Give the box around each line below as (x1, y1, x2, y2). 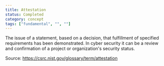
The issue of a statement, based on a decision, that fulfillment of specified (5, 35, 159, 41)
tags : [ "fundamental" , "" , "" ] (5, 21, 71, 26)
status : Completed (5, 12, 44, 17)
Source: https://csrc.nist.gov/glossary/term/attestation (5, 55, 118, 61)
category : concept (5, 16, 44, 21)
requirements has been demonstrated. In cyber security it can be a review (5, 40, 158, 46)
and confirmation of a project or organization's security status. (5, 45, 135, 51)
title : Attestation (5, 7, 46, 12)
